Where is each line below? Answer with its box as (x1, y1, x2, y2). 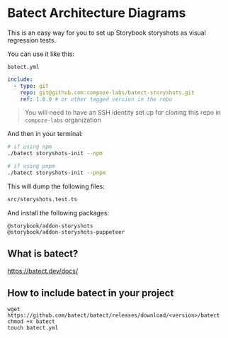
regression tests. (7, 35, 57, 44)
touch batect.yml (7, 325, 59, 332)
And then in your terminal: (7, 130, 84, 138)
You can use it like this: (7, 50, 74, 58)
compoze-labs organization (24, 116, 101, 125)
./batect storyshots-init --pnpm (7, 169, 106, 176)
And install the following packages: (7, 208, 110, 217)
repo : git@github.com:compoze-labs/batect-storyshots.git (20, 89, 195, 96)
